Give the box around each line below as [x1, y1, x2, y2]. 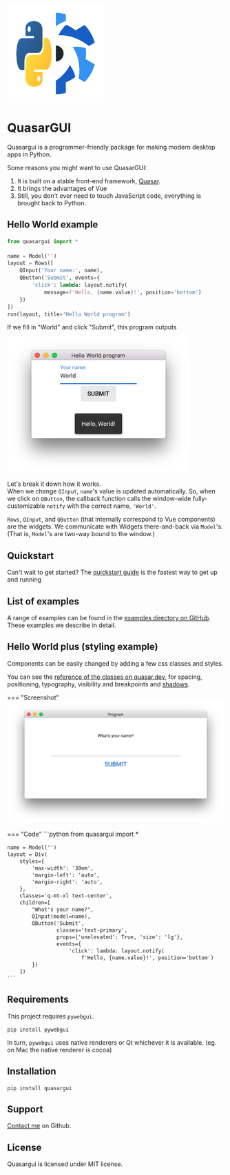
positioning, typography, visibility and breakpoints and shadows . [7, 680, 190, 688]
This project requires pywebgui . [7, 1012, 94, 1020]
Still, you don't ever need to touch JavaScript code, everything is [17, 192, 202, 200]
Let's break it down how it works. [7, 480, 101, 488]
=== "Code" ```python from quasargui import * [7, 830, 139, 838]
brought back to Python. [17, 198, 86, 207]
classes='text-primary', [56, 926, 128, 934]
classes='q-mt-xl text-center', [19, 892, 112, 899]
